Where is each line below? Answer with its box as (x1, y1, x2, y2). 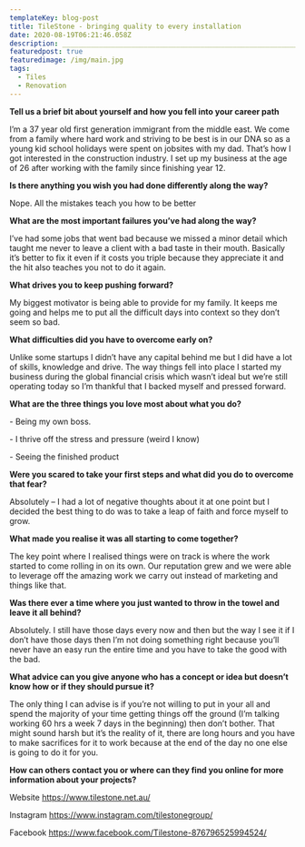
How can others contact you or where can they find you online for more (9, 764, 284, 775)
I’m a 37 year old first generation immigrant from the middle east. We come (9, 124, 290, 135)
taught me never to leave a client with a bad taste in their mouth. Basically (9, 242, 286, 253)
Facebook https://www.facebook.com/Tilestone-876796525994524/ (9, 827, 268, 838)
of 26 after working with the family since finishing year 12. (9, 162, 226, 173)
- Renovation (17, 81, 67, 90)
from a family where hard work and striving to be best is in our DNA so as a (9, 133, 290, 144)
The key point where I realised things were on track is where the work (9, 550, 271, 561)
